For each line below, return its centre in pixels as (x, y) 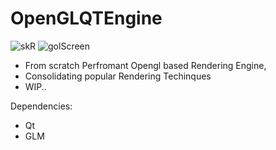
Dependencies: (41, 106)
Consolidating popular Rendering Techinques (118, 76)
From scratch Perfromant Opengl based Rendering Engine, (145, 65)
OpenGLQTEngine (86, 18)
